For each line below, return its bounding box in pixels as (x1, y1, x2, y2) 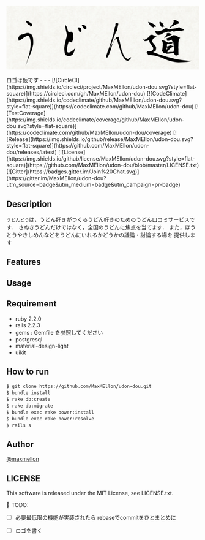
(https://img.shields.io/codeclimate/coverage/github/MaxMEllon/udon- (6, 116, 185, 123)
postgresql (15, 335, 43, 343)
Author (6, 439, 34, 449)
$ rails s (6, 422, 32, 428)
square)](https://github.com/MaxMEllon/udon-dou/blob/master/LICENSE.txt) (6, 162, 199, 169)
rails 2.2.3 (15, 321, 41, 329)
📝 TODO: (6, 501, 29, 509)
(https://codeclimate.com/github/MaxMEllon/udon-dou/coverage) (6, 129, 173, 137)
